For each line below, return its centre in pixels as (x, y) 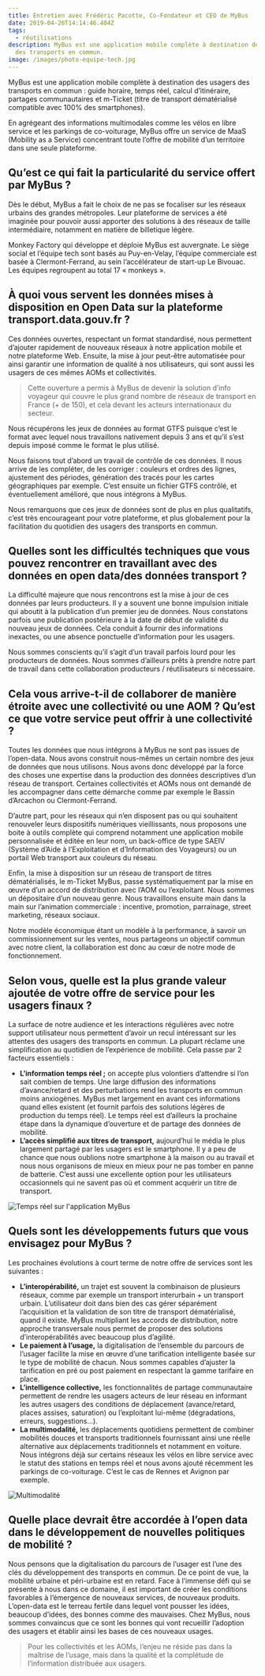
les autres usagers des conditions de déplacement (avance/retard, (128, 1404)
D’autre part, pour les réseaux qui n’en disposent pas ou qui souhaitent (123, 816)
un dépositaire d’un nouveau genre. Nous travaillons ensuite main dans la (127, 898)
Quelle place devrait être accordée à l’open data (128, 1520)
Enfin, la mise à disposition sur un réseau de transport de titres (110, 873)
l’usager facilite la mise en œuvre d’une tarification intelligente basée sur (138, 1353)
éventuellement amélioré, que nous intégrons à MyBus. (98, 494)
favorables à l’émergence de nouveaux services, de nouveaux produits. (124, 1597)
